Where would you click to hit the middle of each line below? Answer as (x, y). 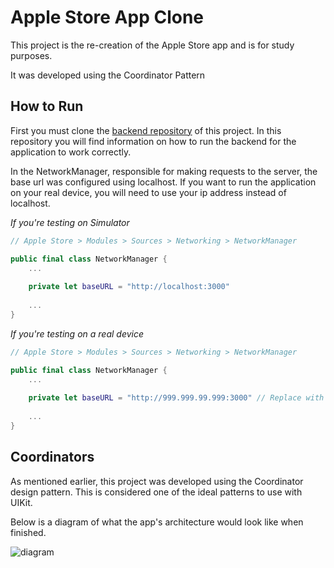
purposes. (31, 55)
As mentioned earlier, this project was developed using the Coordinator (157, 481)
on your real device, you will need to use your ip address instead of (148, 192)
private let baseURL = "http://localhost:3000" (129, 287)
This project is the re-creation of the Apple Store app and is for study (152, 45)
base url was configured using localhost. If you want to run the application (163, 182)
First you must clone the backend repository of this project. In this (146, 130)
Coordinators (52, 457)
